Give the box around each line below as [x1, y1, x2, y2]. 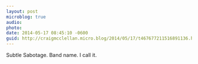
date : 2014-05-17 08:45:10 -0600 [6, 30, 88, 36]
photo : [6, 24, 22, 31]
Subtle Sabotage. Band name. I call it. [6, 52, 97, 58]
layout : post [6, 8, 38, 15]
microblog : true [6, 14, 46, 20]
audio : [6, 19, 22, 25]
